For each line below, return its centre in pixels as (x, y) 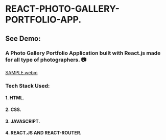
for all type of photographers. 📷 (46, 60)
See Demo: (23, 38)
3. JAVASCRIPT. (23, 121)
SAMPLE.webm (21, 72)
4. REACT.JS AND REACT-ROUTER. (43, 133)
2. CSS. (13, 109)
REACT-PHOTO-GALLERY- (63, 9)
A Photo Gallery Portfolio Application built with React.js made (83, 53)
